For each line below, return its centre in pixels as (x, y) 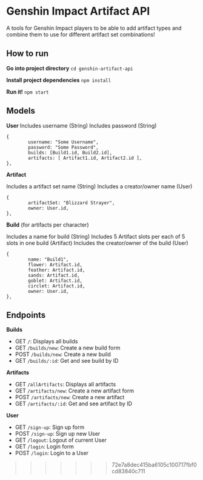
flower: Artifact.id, (55, 265)
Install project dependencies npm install (59, 80)
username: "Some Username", (63, 142)
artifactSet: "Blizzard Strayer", (72, 203)
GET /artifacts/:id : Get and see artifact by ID (73, 404)
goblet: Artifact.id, (55, 281)
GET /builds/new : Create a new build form (68, 348)
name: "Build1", (48, 259)
